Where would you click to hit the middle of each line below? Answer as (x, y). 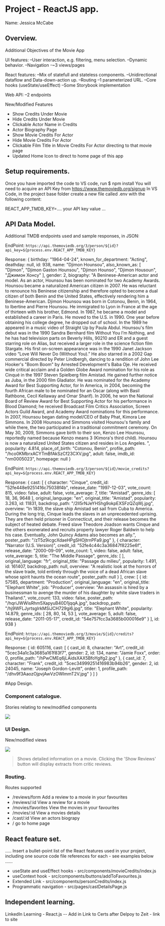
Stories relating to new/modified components (51, 707)
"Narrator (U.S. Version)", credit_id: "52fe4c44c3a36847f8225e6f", (73, 546)
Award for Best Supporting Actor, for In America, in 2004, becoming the (78, 385)
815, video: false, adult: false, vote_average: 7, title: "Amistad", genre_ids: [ (80, 493)
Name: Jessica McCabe (29, 23)
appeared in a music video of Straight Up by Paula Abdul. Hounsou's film (79, 328)
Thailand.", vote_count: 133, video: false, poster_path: (59, 598)
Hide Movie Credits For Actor (42, 140)
